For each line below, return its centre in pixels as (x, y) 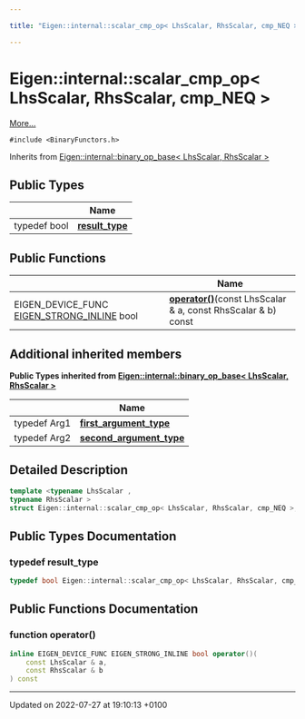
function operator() (53, 635)
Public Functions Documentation (104, 609)
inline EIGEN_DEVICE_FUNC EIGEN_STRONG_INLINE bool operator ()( (133, 654)
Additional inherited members (96, 354)
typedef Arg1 (42, 423)
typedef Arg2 (42, 438)
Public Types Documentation (93, 536)
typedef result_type (54, 562)
